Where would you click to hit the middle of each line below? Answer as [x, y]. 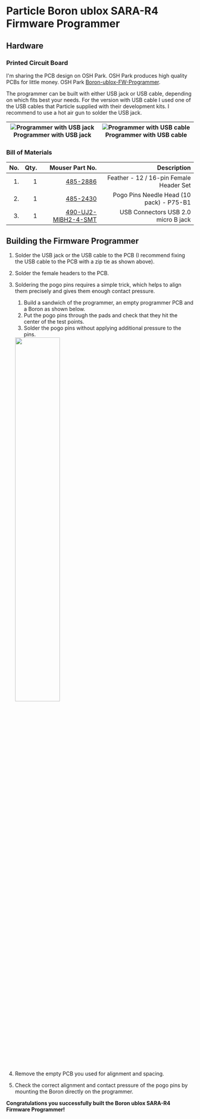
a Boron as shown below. [54, 309]
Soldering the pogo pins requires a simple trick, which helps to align [98, 284]
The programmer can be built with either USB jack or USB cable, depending [99, 93]
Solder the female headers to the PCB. [62, 273]
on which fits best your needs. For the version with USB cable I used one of [99, 100]
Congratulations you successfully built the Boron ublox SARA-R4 [88, 1103]
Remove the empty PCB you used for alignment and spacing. [90, 1074]
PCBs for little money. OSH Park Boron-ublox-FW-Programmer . [83, 82]
